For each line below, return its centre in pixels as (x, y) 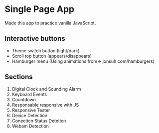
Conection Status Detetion (39, 121)
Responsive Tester (31, 110)
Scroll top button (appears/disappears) (52, 56)
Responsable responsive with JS (45, 105)
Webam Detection (30, 126)
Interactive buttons (35, 39)
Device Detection (30, 115)
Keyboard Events (29, 94)
